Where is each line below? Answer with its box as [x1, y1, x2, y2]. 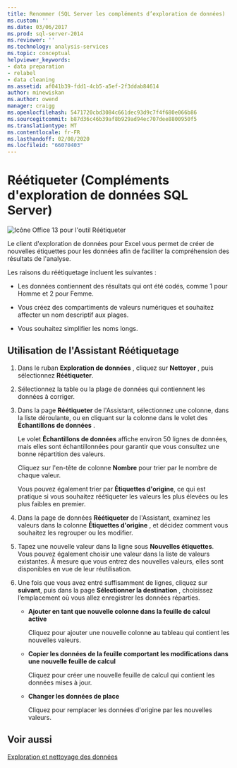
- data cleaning [7, 76, 55, 83]
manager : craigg [7, 103, 55, 110]
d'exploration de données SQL [7, 187, 188, 204]
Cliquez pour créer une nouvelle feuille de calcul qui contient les [28, 670, 215, 679]
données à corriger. [17, 392, 75, 400]
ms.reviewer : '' [7, 37, 55, 44]
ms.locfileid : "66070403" [7, 142, 83, 149]
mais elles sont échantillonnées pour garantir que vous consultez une [17, 442, 220, 450]
